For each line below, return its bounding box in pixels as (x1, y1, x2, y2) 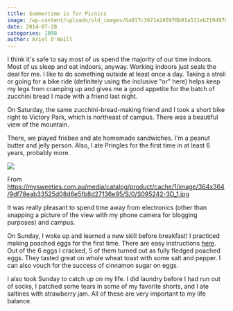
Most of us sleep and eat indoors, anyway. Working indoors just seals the (7, 63, 217, 71)
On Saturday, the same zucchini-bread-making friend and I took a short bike (7, 106, 225, 114)
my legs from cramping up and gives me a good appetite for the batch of (7, 85, 215, 93)
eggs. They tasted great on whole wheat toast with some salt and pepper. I (7, 254, 221, 262)
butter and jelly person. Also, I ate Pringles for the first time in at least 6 (7, 141, 211, 150)
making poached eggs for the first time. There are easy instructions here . (7, 239, 216, 248)
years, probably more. (7, 149, 71, 157)
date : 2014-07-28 (7, 23, 58, 30)
